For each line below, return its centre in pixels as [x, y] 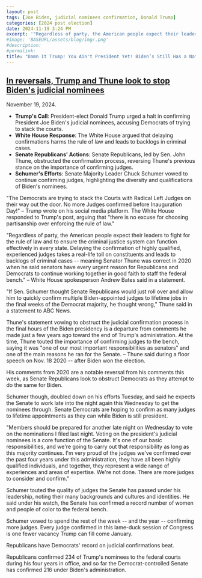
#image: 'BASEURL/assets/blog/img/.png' [58, 40]
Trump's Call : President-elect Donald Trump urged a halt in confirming [103, 116]
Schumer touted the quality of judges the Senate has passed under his [94, 490]
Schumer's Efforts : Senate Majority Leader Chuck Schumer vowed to [101, 174]
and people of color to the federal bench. [57, 510]
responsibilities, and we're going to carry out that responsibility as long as [98, 447]
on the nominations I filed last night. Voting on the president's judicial [92, 434]
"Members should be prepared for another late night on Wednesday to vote [99, 428]
